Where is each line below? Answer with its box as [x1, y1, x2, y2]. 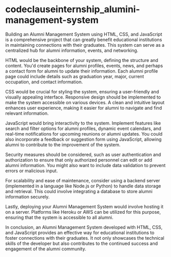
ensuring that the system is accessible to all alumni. [5, 214, 113, 220]
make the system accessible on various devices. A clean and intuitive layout [5, 99, 165, 105]
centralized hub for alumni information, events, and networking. [5, 47, 138, 53]
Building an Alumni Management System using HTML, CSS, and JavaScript [5, 31, 162, 37]
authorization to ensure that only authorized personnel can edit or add [5, 156, 153, 163]
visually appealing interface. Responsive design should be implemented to [5, 94, 161, 100]
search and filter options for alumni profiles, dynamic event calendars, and [5, 125, 161, 132]
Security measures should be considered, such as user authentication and [5, 151, 161, 157]
